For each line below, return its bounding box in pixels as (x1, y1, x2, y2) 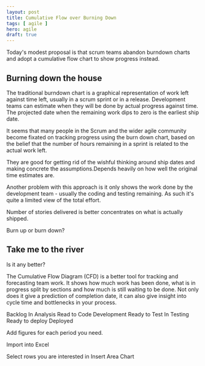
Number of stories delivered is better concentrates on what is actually (6, 208, 183, 215)
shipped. (6, 215, 29, 222)
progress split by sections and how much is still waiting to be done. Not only (6, 286, 199, 293)
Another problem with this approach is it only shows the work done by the (6, 183, 193, 191)
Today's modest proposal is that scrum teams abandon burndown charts (6, 48, 190, 56)
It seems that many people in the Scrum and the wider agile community (6, 127, 187, 134)
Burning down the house (6, 73, 102, 83)
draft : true (6, 32, 37, 38)
